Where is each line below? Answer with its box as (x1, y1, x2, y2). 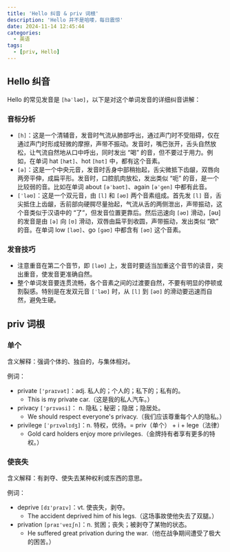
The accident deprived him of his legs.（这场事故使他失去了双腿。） (27, 512, 218, 520)
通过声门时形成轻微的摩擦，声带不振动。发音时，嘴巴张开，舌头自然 (17, 139, 211, 148)
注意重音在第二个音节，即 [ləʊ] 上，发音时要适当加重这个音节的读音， (17, 262, 218, 270)
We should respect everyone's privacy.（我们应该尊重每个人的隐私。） (27, 412, 226, 421)
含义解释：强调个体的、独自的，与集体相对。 (7, 357, 134, 365)
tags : (7, 42, 23, 49)
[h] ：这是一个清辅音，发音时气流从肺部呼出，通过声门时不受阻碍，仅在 (17, 131, 220, 139)
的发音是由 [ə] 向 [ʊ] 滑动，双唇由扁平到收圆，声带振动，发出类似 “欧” (17, 217, 219, 225)
